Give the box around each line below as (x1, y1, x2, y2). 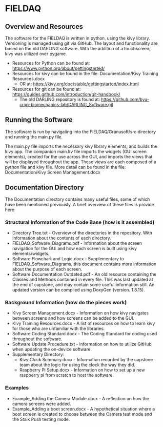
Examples (5, 385, 29, 391)
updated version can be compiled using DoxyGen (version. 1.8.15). (12, 287, 145, 292)
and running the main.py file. (5, 134, 62, 139)
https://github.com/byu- (101, 97, 149, 102)
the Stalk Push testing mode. (12, 416, 70, 422)
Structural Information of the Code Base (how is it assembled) (5, 219, 155, 226)
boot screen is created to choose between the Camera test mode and (12, 411, 152, 417)
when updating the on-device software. (12, 347, 92, 352)
